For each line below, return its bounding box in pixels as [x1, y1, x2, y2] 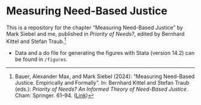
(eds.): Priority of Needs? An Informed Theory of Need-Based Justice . [14, 85, 188, 92]
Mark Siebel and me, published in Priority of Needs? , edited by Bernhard [6, 30, 185, 37]
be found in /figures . [14, 55, 68, 63]
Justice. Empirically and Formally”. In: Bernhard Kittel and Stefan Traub [14, 79, 190, 86]
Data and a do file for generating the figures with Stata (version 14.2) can [14, 49, 195, 56]
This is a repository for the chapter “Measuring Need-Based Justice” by [6, 24, 184, 31]
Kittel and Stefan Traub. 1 [6, 36, 66, 45]
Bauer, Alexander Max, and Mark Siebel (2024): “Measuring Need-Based [14, 73, 195, 80]
